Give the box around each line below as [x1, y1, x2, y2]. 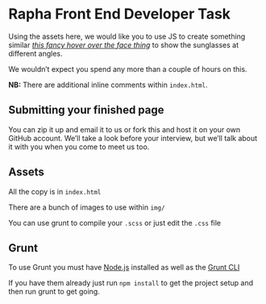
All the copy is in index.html [8, 186, 102, 196]
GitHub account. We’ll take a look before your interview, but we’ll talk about [8, 133, 258, 143]
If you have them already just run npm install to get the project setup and [8, 278, 254, 288]
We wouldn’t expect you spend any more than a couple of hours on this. [8, 64, 247, 73]
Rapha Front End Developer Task [8, 5, 231, 23]
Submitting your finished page [8, 103, 164, 117]
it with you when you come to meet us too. [8, 142, 150, 152]
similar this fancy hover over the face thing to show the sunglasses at [8, 40, 239, 49]
